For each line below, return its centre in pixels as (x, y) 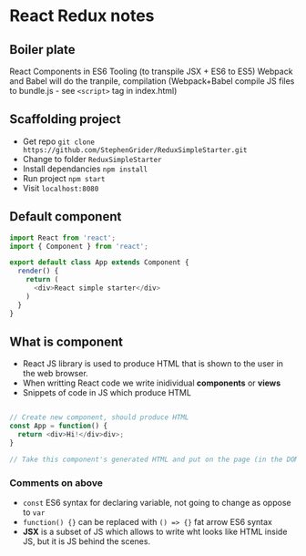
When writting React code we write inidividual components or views (152, 383)
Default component (66, 216)
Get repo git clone (59, 141)
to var (34, 512)
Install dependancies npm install (85, 169)
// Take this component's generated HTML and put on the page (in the (146, 459)
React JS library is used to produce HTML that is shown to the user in (153, 364)
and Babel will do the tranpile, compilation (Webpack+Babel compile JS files (152, 81)
